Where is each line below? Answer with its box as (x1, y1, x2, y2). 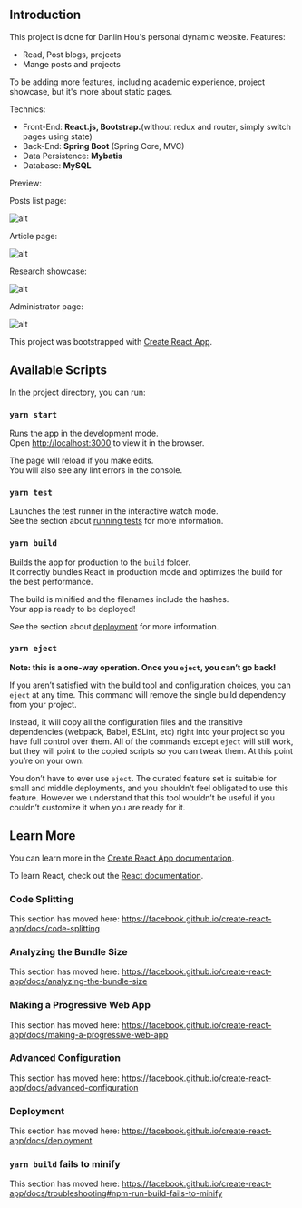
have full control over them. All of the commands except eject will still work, (9, 736, 294, 747)
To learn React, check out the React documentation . (9, 870, 204, 881)
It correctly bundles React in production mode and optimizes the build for (9, 566, 283, 577)
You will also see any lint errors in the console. (9, 464, 183, 476)
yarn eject (9, 643, 57, 654)
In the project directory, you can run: (9, 387, 146, 398)
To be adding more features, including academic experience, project (9, 76, 266, 87)
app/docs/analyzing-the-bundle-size (9, 976, 148, 987)
